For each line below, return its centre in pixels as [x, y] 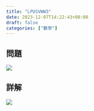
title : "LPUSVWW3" [29, 12]
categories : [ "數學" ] [32, 28]
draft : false [22, 22]
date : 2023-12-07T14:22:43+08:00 [47, 17]
